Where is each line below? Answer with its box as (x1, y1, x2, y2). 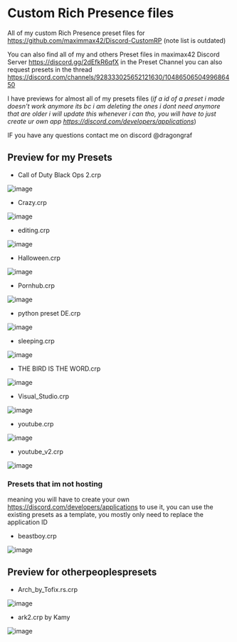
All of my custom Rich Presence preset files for (7, 29, 145, 37)
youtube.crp (17, 419, 54, 428)
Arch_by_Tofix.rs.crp (17, 585, 78, 593)
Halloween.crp (17, 254, 60, 262)
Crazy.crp (17, 198, 48, 206)
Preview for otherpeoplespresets (7, 566, 157, 578)
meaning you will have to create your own (7, 495, 130, 504)
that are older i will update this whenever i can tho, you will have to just (7, 109, 216, 118)
